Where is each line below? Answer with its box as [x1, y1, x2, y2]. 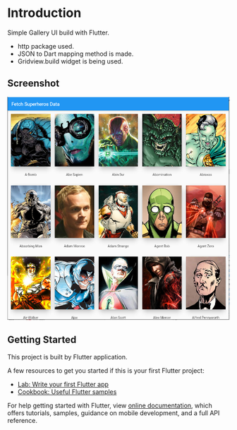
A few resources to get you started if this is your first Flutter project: [7, 366, 205, 375]
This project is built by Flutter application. [7, 352, 128, 361]
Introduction [7, 5, 82, 21]
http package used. [17, 42, 74, 50]
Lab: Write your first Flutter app [17, 380, 109, 388]
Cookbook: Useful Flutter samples [17, 387, 117, 396]
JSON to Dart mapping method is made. [17, 49, 134, 58]
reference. [7, 416, 37, 424]
